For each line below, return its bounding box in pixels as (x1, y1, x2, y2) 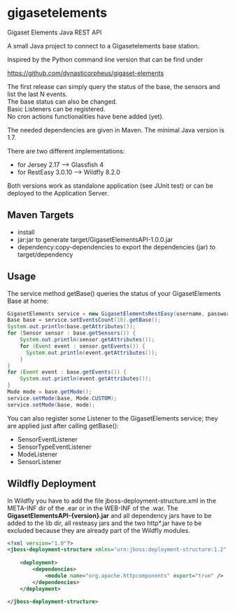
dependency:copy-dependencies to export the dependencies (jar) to (17, 243, 215, 251)
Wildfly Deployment (7, 478, 97, 490)
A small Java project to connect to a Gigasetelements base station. (7, 41, 200, 50)
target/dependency (17, 250, 73, 259)
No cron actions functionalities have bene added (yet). (7, 112, 164, 121)
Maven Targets (7, 209, 74, 222)
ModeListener (17, 450, 58, 458)
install (17, 228, 35, 236)
